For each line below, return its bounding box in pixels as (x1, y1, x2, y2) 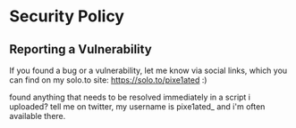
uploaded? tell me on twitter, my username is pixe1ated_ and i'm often (9, 101, 266, 112)
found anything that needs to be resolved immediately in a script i (9, 92, 250, 102)
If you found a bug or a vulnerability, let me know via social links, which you (9, 65, 288, 76)
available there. (9, 111, 66, 121)
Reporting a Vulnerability (9, 42, 152, 57)
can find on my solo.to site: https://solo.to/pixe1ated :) (9, 75, 207, 85)
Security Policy (9, 6, 125, 27)
